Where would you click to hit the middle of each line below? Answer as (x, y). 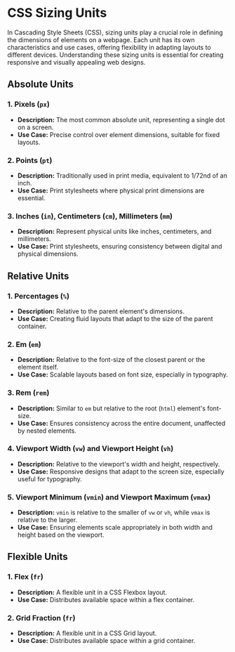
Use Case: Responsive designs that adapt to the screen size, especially (121, 471)
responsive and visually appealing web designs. (76, 62)
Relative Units (38, 276)
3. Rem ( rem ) (28, 393)
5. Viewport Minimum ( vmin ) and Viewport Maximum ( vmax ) (109, 497)
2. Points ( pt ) (30, 160)
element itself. (38, 367)
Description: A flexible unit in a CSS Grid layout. (87, 633)
